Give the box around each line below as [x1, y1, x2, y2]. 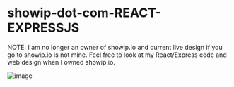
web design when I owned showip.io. [7, 58, 115, 66]
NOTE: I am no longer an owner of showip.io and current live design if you [7, 43, 223, 51]
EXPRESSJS [7, 20, 80, 36]
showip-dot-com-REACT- [7, 5, 162, 21]
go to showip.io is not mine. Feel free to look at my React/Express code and [7, 51, 228, 59]
